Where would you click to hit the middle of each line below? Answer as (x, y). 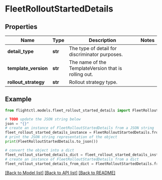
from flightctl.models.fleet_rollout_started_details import (68, 110)
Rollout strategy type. (93, 82)
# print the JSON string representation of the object (61, 137)
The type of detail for (93, 48)
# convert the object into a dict (40, 150)
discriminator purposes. (96, 54)
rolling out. (81, 74)
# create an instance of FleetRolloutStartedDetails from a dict (72, 159)
